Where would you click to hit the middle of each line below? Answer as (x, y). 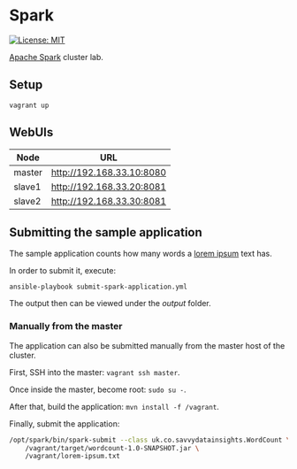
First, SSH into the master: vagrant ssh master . (95, 372)
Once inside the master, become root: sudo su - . (98, 389)
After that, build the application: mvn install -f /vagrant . (114, 406)
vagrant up (29, 105)
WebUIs (31, 132)
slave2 (27, 201)
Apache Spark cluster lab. (57, 57)
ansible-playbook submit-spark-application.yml (99, 287)
